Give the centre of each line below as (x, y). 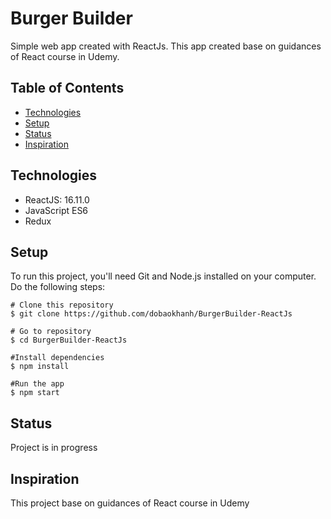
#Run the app (37, 384)
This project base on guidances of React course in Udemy (130, 503)
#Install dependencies (57, 358)
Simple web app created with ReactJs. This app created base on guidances (166, 46)
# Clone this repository (62, 305)
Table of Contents (67, 88)
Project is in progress (54, 448)
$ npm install (40, 367)
